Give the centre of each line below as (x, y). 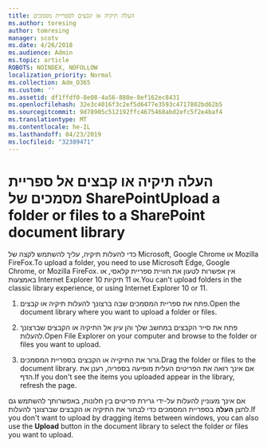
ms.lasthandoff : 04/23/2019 (55, 134)
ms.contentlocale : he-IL (49, 127)
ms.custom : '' (32, 90)
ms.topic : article (39, 61)
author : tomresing (39, 30)
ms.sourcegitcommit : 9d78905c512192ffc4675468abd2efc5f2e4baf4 (116, 113)
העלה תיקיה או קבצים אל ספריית (111, 181)
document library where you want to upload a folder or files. (118, 312)
